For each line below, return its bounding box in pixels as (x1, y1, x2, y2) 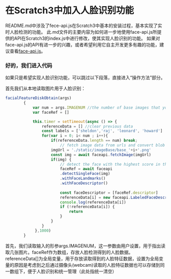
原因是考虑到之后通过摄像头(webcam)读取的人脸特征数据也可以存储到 (14, 262, 160, 268)
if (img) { (50, 157, 72, 162)
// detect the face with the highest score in (60, 162, 160, 167)
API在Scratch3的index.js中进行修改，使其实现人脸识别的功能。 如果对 (14, 35, 160, 41)
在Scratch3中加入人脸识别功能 (5, 5, 134, 16)
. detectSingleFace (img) (60, 171, 110, 176)
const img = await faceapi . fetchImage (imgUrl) (50, 152, 152, 157)
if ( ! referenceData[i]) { (60, 205, 115, 210)
